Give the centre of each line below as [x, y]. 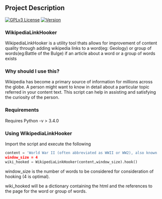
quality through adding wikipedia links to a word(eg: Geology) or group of [78, 48]
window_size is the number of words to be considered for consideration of [79, 171]
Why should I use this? [32, 71]
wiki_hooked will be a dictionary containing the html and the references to [79, 186]
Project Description [35, 8]
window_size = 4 [21, 157]
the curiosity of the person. [32, 98]
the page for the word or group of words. [46, 191]
